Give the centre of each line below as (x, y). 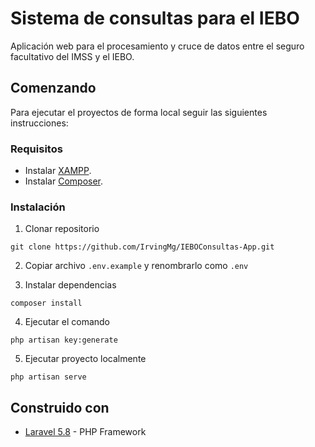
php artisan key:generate (64, 340)
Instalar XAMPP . (58, 171)
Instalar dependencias (70, 285)
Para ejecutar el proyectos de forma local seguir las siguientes (139, 112)
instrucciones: (39, 123)
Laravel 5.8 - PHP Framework (85, 432)
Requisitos (36, 149)
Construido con (60, 407)
